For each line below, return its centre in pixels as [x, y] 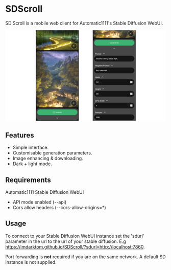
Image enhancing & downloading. [48, 159]
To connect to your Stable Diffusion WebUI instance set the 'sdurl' [75, 236]
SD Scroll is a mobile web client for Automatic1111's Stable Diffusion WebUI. [84, 23]
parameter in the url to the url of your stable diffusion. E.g [66, 241]
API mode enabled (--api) [40, 202]
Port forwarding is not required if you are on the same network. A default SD [86, 257]
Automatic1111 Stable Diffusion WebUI [45, 192]
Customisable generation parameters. [52, 153]
